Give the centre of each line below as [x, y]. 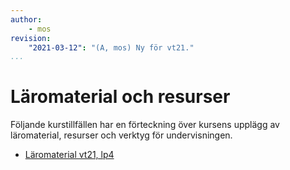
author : [26, 19]
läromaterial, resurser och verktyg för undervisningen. [121, 135]
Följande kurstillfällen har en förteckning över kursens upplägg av [145, 125]
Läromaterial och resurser [120, 97]
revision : [31, 38]
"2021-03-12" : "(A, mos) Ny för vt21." [111, 47]
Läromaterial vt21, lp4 [69, 155]
